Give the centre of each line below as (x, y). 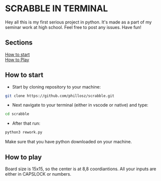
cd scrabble (17, 114)
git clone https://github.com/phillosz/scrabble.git (60, 96)
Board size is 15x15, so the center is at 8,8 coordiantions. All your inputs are (81, 169)
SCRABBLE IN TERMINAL (57, 9)
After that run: (26, 123)
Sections (19, 43)
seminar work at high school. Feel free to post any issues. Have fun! (73, 27)
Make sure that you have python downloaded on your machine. (69, 142)
